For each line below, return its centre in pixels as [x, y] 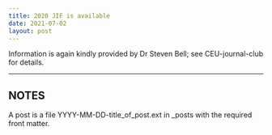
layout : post [30, 31]
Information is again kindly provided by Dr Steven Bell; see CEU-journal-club [136, 54]
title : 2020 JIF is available [59, 16]
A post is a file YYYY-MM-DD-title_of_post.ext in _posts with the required [130, 115]
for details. [26, 62]
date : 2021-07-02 [38, 23]
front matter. [29, 124]
